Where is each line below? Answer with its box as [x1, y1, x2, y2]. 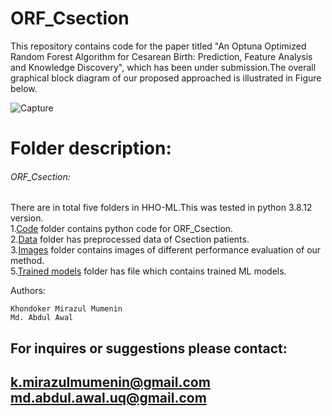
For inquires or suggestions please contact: [10, 340, 288, 357]
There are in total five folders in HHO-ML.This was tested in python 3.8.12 [10, 202, 313, 214]
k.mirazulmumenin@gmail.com [10, 374, 211, 391]
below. [10, 82, 38, 94]
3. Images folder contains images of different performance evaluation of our [10, 244, 322, 256]
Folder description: [10, 137, 172, 160]
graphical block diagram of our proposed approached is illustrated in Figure [10, 72, 322, 84]
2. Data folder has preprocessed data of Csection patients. [10, 233, 250, 246]
